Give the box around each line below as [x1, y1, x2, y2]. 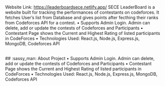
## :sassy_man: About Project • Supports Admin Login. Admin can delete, [5, 56, 155, 61]
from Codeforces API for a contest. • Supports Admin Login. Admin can [5, 20, 150, 26]
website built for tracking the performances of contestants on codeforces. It [5, 9, 160, 15]
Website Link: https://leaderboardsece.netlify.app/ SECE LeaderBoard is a [5, 4, 155, 10]
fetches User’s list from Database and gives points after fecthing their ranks [5, 15, 159, 20]
